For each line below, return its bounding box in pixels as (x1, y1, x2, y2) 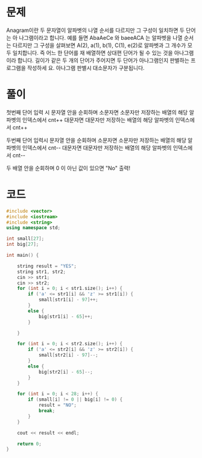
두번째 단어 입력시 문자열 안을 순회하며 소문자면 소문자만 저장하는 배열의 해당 (6, 136, 187, 143)
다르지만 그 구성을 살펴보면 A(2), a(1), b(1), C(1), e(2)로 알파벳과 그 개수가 (12, 42, 186, 49)
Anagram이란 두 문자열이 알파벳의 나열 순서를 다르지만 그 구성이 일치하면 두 (6, 27, 185, 34)
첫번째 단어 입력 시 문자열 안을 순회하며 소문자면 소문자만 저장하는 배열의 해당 (6, 108, 188, 116)
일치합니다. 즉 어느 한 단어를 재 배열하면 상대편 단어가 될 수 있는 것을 (12, 49, 173, 56)
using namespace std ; (6, 225, 61, 231)
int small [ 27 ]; (6, 236, 45, 242)
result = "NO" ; (38, 402, 77, 409)
